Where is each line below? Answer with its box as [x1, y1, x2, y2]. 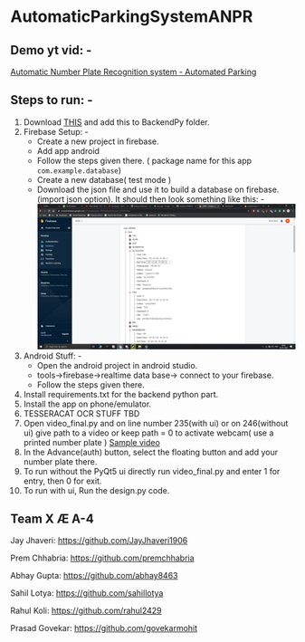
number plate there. [23, 455, 98, 467]
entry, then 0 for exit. [23, 475, 102, 486]
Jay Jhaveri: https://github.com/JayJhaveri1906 [10, 535, 188, 546]
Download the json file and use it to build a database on [36, 184, 244, 195]
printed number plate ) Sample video [23, 436, 161, 447]
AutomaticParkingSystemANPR [10, 6, 253, 27]
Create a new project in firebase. [36, 136, 159, 147]
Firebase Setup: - [23, 126, 89, 137]
